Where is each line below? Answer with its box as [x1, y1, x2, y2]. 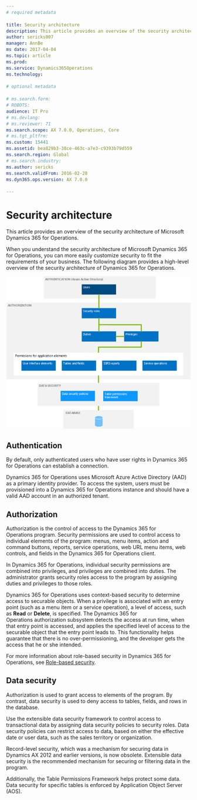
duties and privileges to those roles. [6, 580, 93, 587]
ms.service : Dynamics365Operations [6, 65, 93, 71]
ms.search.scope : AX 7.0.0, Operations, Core [6, 127, 119, 133]
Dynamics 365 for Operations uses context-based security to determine [6, 591, 180, 598]
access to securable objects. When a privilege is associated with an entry [6, 598, 184, 605]
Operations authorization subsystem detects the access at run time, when [6, 616, 185, 623]
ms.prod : [6, 59, 28, 65]
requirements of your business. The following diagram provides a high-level [6, 258, 189, 265]
